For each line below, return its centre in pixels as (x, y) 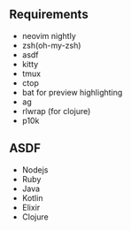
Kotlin (32, 197)
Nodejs (35, 169)
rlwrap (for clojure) (56, 111)
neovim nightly (49, 35)
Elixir (31, 207)
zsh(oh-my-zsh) (51, 45)
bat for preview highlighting (72, 92)
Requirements (49, 15)
